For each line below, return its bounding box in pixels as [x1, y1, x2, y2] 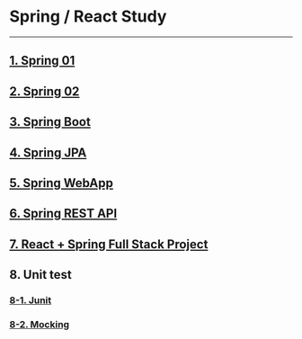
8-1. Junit [9, 294, 52, 307]
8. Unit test [9, 267, 72, 282]
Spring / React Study [9, 6, 167, 27]
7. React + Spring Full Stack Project [9, 236, 209, 252]
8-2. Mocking [9, 317, 70, 330]
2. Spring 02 [9, 84, 80, 99]
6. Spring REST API [9, 206, 118, 221]
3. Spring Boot [9, 114, 92, 129]
